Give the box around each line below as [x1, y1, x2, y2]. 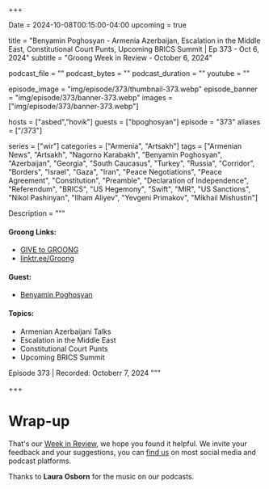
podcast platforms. [8, 456, 71, 466]
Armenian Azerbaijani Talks [19, 327, 111, 336]
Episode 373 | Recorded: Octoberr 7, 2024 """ [8, 368, 162, 377]
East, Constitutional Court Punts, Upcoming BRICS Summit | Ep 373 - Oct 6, [8, 44, 260, 53]
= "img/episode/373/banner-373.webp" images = [8, 93, 174, 102]
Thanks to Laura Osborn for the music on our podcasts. [8, 471, 195, 481]
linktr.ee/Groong [19, 254, 75, 263]
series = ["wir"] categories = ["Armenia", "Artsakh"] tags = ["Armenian [8, 141, 242, 150]
